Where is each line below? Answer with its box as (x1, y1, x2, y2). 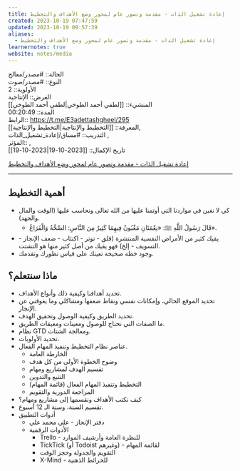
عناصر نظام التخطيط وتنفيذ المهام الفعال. (18, 342, 128, 350)
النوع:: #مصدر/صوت (8, 77, 62, 86)
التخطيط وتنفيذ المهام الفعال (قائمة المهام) (28, 380, 142, 388)
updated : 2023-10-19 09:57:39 (8, 24, 98, 31)
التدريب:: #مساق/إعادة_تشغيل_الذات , (8, 130, 110, 139)
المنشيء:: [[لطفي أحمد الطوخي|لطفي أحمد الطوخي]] (8, 100, 152, 108)
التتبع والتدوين (28, 372, 66, 380)
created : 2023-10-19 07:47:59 (8, 17, 98, 24)
